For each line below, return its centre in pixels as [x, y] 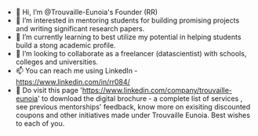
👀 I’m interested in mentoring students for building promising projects [127, 20]
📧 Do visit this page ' [49, 90]
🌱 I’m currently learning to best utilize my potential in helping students [128, 37]
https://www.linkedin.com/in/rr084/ [73, 82]
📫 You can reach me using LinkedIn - [76, 71]
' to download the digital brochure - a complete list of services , [140, 98]
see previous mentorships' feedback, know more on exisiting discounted [133, 107]
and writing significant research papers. [80, 29]
